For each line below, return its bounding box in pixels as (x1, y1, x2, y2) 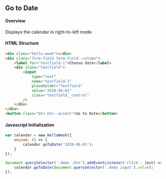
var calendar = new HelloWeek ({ (5, 133, 72, 138)
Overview (5, 17, 26, 24)
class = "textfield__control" (31, 93, 90, 98)
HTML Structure (5, 40, 39, 46)
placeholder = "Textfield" (31, 83, 83, 88)
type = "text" (31, 74, 56, 79)
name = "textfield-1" (31, 79, 72, 84)
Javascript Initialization (5, 121, 54, 128)
